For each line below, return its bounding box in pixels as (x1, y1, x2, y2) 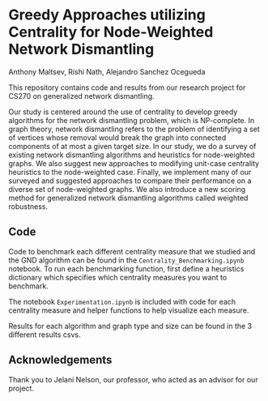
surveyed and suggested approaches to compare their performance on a (8, 176, 252, 186)
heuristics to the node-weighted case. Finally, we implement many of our (8, 167, 252, 177)
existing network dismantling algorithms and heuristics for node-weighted (8, 150, 255, 160)
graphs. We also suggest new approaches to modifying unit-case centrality (8, 158, 260, 168)
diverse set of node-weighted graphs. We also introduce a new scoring (8, 184, 246, 194)
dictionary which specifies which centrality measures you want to (8, 272, 228, 282)
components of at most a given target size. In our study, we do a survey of (8, 141, 257, 151)
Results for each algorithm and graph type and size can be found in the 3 (8, 321, 253, 331)
